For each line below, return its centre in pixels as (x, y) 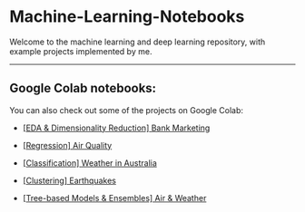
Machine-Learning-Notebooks (127, 17)
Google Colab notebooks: (83, 88)
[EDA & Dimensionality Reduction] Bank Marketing (116, 128)
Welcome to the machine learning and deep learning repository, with (138, 42)
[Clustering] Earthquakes (69, 180)
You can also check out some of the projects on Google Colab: (126, 110)
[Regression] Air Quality (67, 145)
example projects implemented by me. (81, 51)
